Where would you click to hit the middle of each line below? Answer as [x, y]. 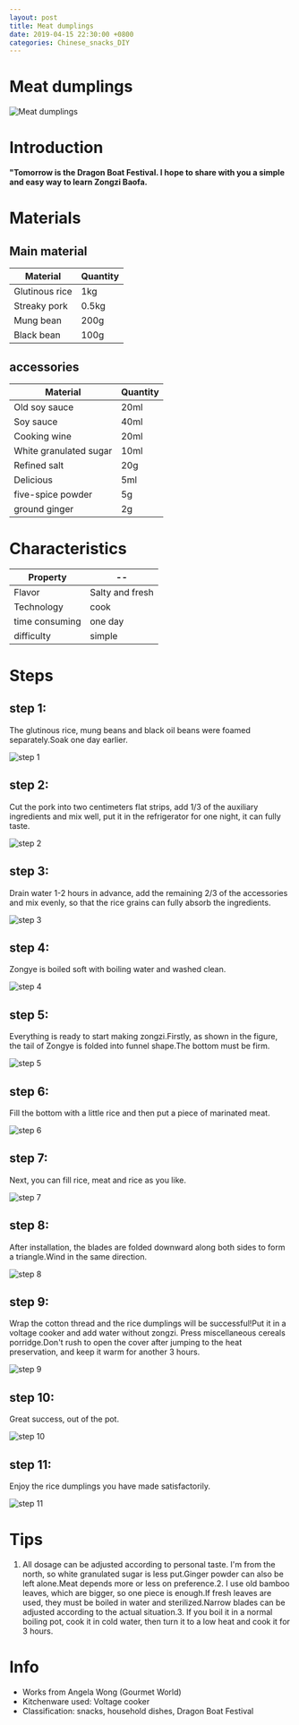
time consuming [47, 621]
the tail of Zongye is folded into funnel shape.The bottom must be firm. [140, 1046]
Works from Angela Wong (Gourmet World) [102, 1692]
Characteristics [68, 549]
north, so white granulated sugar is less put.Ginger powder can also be [153, 1574]
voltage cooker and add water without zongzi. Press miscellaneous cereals [148, 1333]
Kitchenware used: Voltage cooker [86, 1701]
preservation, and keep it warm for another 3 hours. [105, 1352]
